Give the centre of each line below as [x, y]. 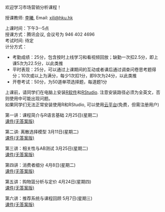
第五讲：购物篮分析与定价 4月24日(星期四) [48, 182]
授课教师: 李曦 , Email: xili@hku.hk [39, 18]
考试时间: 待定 [19, 40]
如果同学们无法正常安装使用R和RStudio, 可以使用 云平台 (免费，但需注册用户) [82, 105]
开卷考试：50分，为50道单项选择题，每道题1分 [60, 82]
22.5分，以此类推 [45, 63]
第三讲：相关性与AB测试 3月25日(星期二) [47, 148]
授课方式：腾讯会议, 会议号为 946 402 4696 [50, 34]
